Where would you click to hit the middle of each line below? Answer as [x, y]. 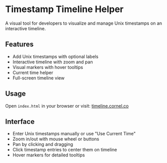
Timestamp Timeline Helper [65, 9]
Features [19, 45]
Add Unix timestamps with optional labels [55, 56]
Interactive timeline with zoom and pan [53, 62]
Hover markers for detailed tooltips [49, 155]
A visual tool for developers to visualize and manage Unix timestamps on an [84, 23]
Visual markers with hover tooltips [48, 67]
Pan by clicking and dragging [43, 144]
